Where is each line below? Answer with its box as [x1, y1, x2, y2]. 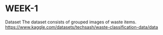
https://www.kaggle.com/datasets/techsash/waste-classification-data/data [5, 24, 158, 30]
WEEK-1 [5, 3, 39, 14]
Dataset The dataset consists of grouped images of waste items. [5, 19, 137, 25]
